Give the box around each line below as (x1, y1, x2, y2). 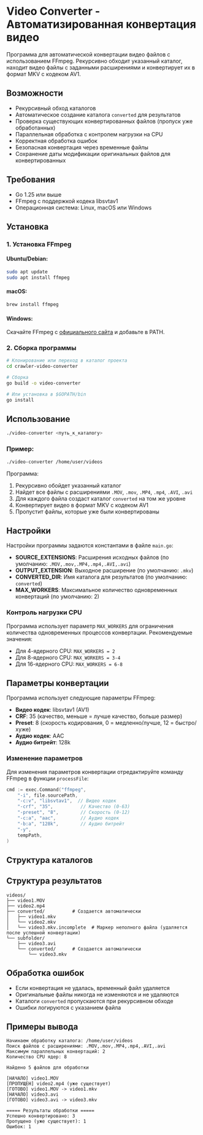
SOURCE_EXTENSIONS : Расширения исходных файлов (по (15, 554, 169, 561)
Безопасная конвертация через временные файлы (15, 143, 149, 151)
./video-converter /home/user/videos (6, 459, 103, 465)
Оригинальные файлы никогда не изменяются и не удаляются (15, 991, 179, 998)
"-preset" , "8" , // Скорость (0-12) (17, 809, 131, 816)
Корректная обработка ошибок (15, 137, 98, 144)
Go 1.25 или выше (15, 190, 62, 198)
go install (6, 397, 34, 403)
